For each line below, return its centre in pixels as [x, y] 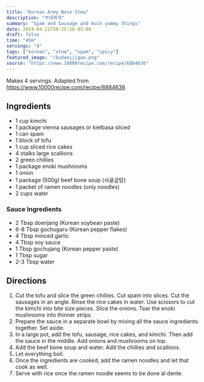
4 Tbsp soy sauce [38, 242]
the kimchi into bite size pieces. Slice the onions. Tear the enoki [95, 309]
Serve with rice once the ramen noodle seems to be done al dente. [99, 373]
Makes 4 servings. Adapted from [48, 81]
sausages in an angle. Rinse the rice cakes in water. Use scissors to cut [105, 302]
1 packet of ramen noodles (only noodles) [67, 187]
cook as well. [32, 367]
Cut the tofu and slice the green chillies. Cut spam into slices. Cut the [102, 296]
